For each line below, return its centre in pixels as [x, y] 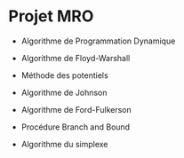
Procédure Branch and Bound [76, 127]
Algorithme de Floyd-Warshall [76, 58]
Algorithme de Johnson [64, 92]
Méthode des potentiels [64, 75]
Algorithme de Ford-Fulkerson [76, 109]
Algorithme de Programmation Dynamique [98, 41]
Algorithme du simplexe [64, 144]
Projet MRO [51, 16]
